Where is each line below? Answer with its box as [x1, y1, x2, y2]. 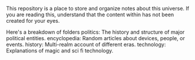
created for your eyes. [6, 17, 60, 24]
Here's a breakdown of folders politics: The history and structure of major [6, 29, 185, 36]
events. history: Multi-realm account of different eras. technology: [6, 41, 166, 48]
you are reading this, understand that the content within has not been [6, 11, 174, 18]
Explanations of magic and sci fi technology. [6, 47, 114, 54]
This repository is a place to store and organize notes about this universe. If [6, 5, 190, 12]
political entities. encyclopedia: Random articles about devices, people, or [6, 35, 186, 41]
